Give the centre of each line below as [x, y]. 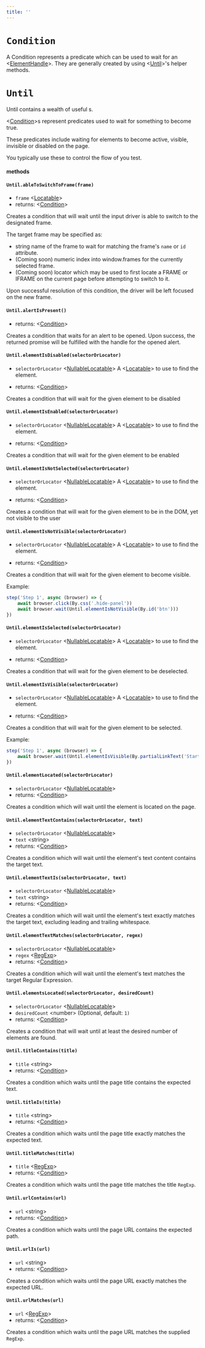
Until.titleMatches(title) [41, 1153]
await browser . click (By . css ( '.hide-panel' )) [75, 603]
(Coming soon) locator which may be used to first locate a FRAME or [101, 272]
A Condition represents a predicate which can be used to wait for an [92, 57]
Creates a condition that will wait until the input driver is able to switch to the [102, 216]
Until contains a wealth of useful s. [50, 109]
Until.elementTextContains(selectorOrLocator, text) [75, 820]
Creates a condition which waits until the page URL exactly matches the [97, 1281]
